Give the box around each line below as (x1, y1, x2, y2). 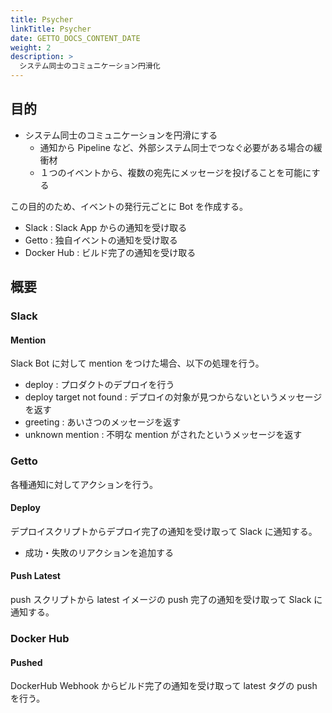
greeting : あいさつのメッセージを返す (24, 416, 182, 428)
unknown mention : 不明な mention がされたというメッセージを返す (24, 429, 303, 441)
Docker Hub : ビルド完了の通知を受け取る (24, 246, 197, 258)
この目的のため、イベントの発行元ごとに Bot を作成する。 (10, 200, 249, 212)
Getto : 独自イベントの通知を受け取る (24, 234, 178, 246)
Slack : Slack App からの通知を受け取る (24, 221, 188, 233)
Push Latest (10, 570, 62, 582)
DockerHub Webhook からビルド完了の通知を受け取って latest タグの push (10, 680, 318, 692)
